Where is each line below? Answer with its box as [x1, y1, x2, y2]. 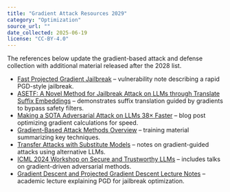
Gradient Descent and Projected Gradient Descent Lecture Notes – [16, 169, 206, 178]
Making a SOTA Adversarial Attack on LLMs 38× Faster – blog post [16, 111, 206, 120]
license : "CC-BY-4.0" [7, 36, 69, 43]
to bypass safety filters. [16, 104, 84, 112]
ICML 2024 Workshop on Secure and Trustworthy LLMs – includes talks [16, 155, 221, 163]
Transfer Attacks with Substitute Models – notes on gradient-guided [16, 141, 209, 149]
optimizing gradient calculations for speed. [16, 119, 139, 127]
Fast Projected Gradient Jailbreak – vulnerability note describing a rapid [16, 75, 220, 83]
